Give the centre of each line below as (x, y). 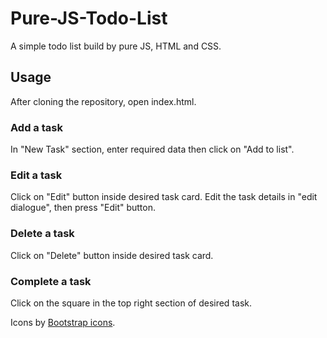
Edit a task (36, 175)
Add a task (36, 127)
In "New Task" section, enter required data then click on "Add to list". (152, 149)
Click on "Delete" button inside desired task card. (112, 255)
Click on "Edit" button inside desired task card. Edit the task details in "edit (164, 197)
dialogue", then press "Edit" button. (83, 208)
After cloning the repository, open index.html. (103, 101)
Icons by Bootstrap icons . (63, 322)
